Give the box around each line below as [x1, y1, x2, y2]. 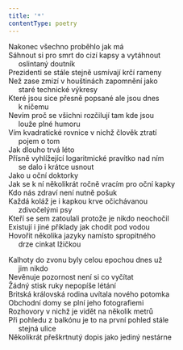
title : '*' [8, 11, 45, 20]
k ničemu [18, 102, 49, 112]
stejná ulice [18, 323, 56, 333]
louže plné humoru [18, 119, 81, 129]
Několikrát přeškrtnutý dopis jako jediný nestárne [8, 332, 172, 342]
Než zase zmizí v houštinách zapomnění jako [8, 76, 159, 86]
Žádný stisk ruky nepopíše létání [8, 280, 117, 290]
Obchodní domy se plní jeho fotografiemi [8, 297, 144, 307]
